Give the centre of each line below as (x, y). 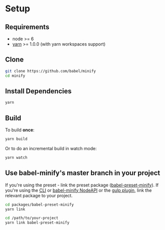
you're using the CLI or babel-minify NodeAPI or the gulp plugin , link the (79, 190)
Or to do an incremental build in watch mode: (51, 148)
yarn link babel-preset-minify (37, 223)
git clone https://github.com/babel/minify (51, 71)
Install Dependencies (38, 91)
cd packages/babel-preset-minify (40, 204)
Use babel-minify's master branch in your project (83, 173)
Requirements (27, 27)
